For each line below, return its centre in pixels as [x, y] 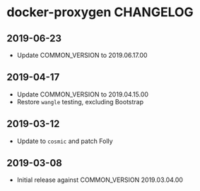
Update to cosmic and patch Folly [65, 141]
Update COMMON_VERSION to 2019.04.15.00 [83, 94]
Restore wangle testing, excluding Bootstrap [80, 101]
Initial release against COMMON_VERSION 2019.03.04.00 [100, 180]
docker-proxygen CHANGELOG [100, 12]
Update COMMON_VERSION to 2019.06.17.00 [82, 55]
